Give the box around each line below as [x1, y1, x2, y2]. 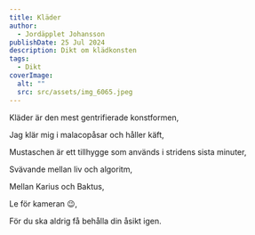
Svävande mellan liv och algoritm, [9, 164, 133, 174]
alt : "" [17, 79, 46, 88]
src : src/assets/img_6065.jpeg [17, 87, 133, 96]
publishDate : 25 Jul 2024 [9, 37, 105, 47]
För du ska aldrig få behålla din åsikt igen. [9, 215, 162, 226]
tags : [9, 54, 29, 63]
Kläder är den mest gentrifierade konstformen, [9, 112, 179, 123]
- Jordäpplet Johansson [17, 29, 105, 38]
